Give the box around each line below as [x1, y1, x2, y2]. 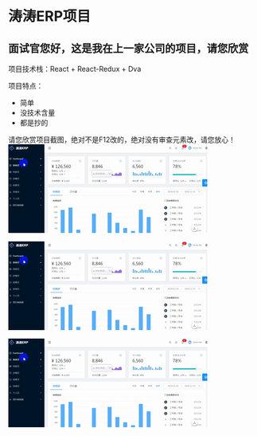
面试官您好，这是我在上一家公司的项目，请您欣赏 [8, 41, 249, 55]
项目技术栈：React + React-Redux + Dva [8, 65, 142, 73]
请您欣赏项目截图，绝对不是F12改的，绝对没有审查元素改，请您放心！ [8, 135, 236, 144]
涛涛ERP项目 [8, 7, 92, 26]
